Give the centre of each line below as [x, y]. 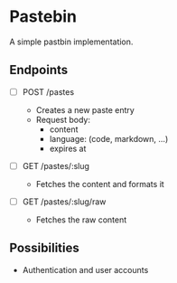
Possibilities [44, 248]
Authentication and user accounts [85, 269]
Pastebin [43, 17]
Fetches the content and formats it [100, 184]
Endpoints [39, 70]
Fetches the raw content [81, 220]
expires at [68, 148]
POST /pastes [48, 91]
